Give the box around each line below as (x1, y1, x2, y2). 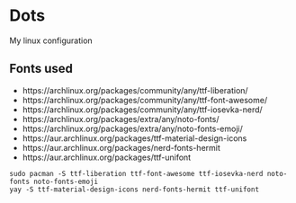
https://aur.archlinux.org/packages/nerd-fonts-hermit (22, 142, 220, 153)
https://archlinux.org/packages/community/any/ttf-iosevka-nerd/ (22, 104, 263, 115)
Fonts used (9, 61, 74, 76)
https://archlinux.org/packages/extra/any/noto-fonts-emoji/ (22, 123, 243, 134)
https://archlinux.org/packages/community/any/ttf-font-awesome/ (22, 94, 268, 105)
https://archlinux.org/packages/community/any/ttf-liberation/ (22, 84, 249, 95)
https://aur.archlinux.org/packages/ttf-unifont (22, 152, 192, 163)
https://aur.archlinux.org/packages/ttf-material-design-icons (22, 132, 247, 144)
